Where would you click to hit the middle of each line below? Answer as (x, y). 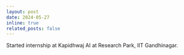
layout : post (23, 12)
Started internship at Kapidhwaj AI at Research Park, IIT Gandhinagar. (92, 45)
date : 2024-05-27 (28, 17)
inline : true (23, 23)
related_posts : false (33, 28)
